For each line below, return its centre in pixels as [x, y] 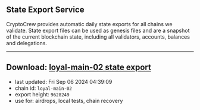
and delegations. [27, 43]
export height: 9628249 [42, 94]
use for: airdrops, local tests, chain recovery [69, 100]
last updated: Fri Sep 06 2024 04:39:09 [63, 81]
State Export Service [45, 10]
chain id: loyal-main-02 [43, 88]
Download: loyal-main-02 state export [79, 67]
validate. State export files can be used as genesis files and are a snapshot [98, 30]
